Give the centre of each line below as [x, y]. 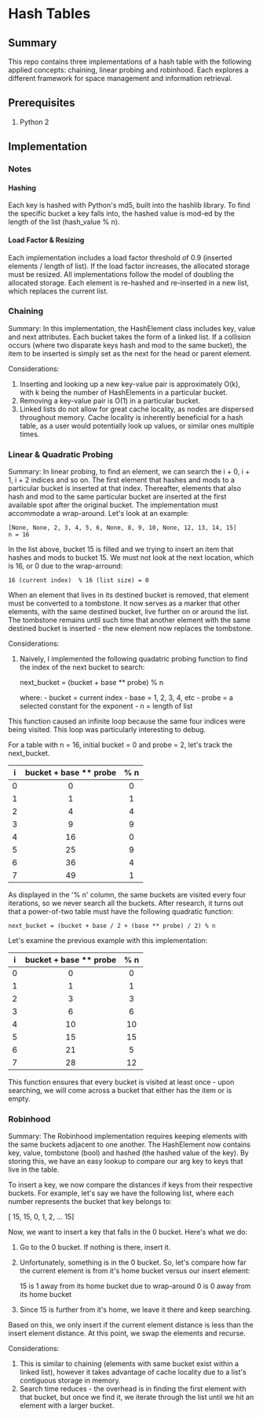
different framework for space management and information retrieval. [121, 78]
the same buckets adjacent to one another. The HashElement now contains [130, 1144]
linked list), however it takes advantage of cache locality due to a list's [133, 1372]
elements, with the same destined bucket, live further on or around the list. [129, 612]
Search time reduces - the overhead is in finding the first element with [133, 1389]
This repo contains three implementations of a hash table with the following [130, 61]
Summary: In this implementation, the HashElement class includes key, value [132, 328]
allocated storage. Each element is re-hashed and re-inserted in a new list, [129, 282]
